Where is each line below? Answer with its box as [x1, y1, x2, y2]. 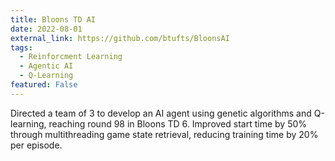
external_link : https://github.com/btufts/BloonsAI [10, 33, 230, 43]
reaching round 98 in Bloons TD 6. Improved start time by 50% [48, 117, 308, 130]
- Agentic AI [19, 61, 74, 71]
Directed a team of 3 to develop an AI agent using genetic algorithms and [10, 107, 312, 119]
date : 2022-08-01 [10, 24, 83, 34]
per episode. [10, 139, 63, 151]
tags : [10, 42, 33, 53]
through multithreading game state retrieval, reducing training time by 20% [10, 128, 319, 140]
